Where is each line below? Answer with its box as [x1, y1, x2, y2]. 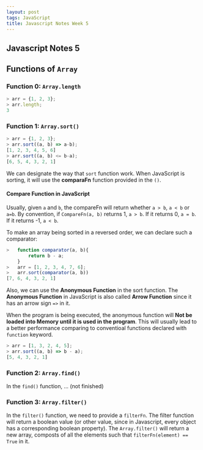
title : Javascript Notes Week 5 [6, 20, 89, 26]
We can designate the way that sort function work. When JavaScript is [6, 170, 185, 177]
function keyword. [6, 331, 53, 339]
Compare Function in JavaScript [6, 190, 90, 198]
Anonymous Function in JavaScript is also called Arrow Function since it [6, 293, 192, 301]
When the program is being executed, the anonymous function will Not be [6, 312, 193, 319]
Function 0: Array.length [6, 82, 81, 91]
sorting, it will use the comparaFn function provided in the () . [6, 176, 161, 184]
